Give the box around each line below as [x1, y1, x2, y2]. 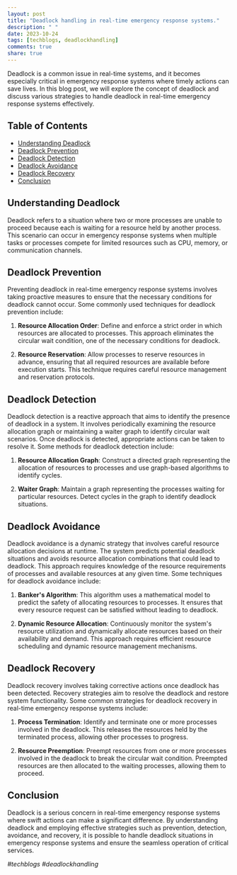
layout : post [7, 10, 46, 18]
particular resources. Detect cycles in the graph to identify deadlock [17, 492, 216, 501]
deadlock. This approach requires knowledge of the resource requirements [7, 561, 226, 570]
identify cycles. [17, 471, 62, 480]
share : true [7, 50, 42, 57]
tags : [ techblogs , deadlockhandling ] [7, 37, 119, 44]
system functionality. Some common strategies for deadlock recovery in [7, 696, 218, 705]
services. [7, 846, 34, 854]
